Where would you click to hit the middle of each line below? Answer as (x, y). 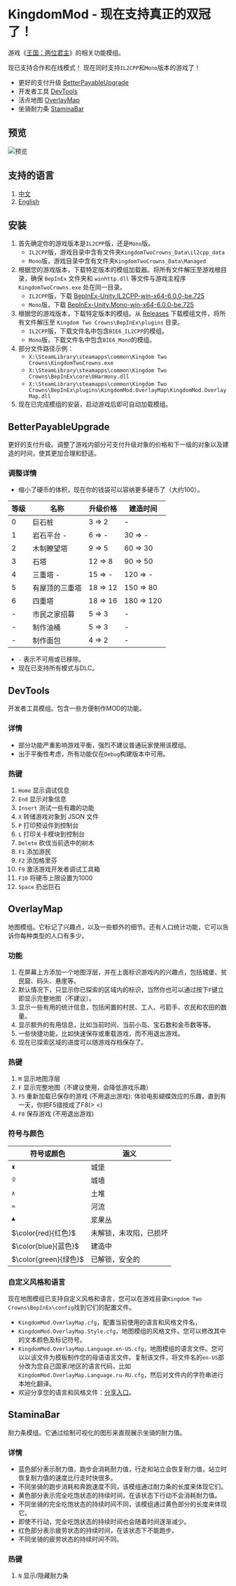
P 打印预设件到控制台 (48, 825)
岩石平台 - (50, 536)
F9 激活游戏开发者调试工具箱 (59, 869)
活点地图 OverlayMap (49, 100)
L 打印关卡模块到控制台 (51, 834)
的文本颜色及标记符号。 (52, 1339)
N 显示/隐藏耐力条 (43, 1575)
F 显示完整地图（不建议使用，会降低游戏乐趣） (85, 1087)
